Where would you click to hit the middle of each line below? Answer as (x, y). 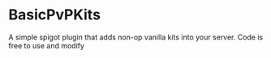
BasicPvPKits (55, 15)
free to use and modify (47, 45)
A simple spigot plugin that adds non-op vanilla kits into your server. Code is (136, 37)
